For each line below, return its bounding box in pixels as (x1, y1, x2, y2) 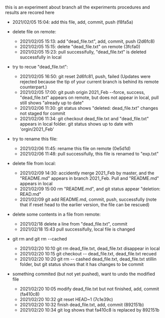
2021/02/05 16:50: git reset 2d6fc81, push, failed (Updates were (19, 74, 151, 79)
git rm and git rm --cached (12, 236, 67, 241)
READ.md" (19, 191, 41, 197)
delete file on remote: (12, 29, 56, 34)
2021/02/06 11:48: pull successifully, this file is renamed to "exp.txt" (19, 151, 159, 157)
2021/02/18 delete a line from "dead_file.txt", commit (19, 221, 128, 227)
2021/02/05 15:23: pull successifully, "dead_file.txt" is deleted (19, 49, 147, 55)
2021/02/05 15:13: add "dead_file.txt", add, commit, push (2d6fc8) (19, 38, 155, 44)
